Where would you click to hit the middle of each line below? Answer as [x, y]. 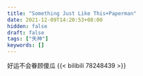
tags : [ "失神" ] [28, 39]
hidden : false [27, 26]
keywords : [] [26, 45]
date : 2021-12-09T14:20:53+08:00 [55, 20]
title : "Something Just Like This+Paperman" [72, 13]
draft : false [26, 33]
